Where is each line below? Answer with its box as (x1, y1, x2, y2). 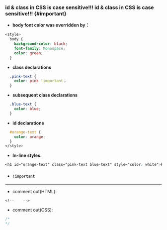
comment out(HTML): (12, 189, 57, 195)
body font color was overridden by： (12, 22, 90, 28)
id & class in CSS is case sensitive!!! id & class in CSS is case (5, 4, 154, 11)
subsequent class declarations (12, 92, 78, 98)
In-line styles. (12, 152, 42, 158)
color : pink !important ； (14, 79, 67, 84)
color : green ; (14, 50, 43, 56)
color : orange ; (14, 134, 46, 139)
